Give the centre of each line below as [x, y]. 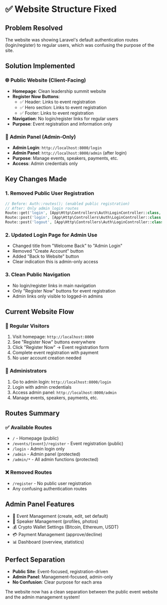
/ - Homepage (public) [36, 438]
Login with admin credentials [42, 387]
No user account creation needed [47, 358]
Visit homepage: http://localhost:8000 [53, 337]
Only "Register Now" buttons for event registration [64, 291]
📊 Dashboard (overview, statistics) [48, 542]
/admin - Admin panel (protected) [46, 454]
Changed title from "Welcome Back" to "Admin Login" [67, 246]
